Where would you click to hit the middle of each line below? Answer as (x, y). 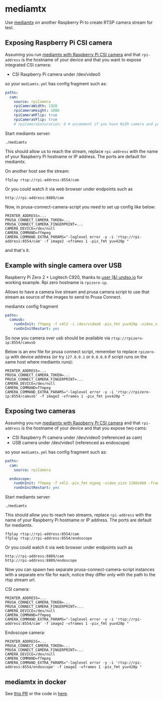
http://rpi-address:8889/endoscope (41, 561)
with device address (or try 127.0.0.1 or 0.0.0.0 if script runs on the (79, 357)
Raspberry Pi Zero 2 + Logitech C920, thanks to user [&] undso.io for (74, 277)
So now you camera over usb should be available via (58, 338)
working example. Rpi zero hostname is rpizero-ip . (57, 282)
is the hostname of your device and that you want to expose (81, 60)
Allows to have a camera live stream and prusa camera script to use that (77, 292)
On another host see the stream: (37, 171)
